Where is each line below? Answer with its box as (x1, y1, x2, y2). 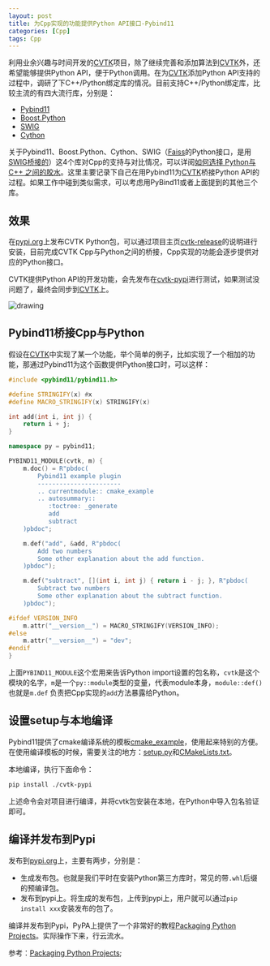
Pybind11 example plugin (37, 472, 122, 480)
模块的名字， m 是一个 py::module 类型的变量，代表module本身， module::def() (8, 678, 263, 687)
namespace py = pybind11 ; (8, 442, 96, 451)
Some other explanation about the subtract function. (37, 592, 223, 600)
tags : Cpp (8, 34, 42, 43)
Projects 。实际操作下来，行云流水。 (8, 930, 128, 940)
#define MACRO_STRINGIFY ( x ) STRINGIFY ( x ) (8, 398, 151, 406)
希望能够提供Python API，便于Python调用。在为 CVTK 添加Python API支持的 (8, 68, 261, 78)
